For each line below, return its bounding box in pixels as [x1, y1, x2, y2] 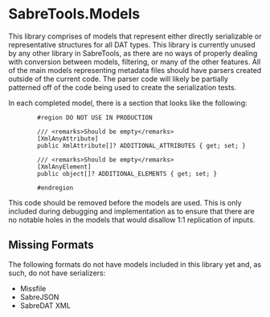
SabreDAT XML [19, 300, 71, 310]
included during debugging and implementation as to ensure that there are [8, 206, 255, 216]
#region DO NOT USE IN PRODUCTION [37, 113, 153, 121]
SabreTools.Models [8, 5, 141, 23]
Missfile [19, 283, 47, 293]
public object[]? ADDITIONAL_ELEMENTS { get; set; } [37, 169, 218, 177]
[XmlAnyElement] [37, 162, 92, 171]
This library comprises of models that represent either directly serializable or [8, 31, 262, 41]
